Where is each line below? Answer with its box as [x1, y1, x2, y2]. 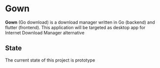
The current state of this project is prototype [5, 57, 95, 63]
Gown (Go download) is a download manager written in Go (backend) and [5, 19, 155, 25]
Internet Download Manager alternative [5, 30, 85, 35]
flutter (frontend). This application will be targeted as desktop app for [5, 24, 146, 30]
